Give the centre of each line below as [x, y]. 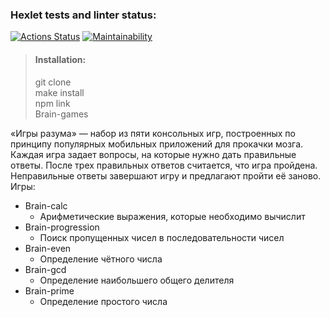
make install [59, 92]
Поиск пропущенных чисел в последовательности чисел [162, 237]
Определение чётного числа [101, 259]
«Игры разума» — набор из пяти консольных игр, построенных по [153, 133]
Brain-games [61, 114]
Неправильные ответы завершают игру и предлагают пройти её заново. [166, 175]
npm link [52, 103]
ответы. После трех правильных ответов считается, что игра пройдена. [164, 165]
